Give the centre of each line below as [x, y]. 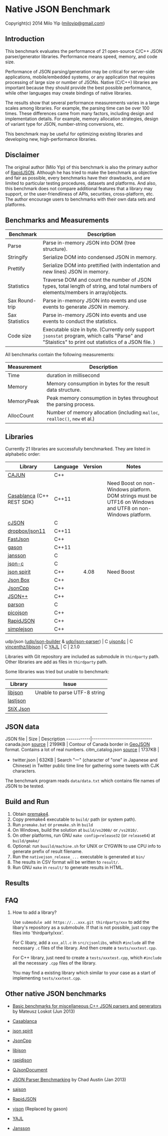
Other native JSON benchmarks [56, 994]
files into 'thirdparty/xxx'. [38, 933]
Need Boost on [124, 483]
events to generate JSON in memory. [86, 307]
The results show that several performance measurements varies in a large [82, 103]
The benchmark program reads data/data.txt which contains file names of [83, 781]
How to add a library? [34, 912]
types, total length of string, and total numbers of [100, 286]
